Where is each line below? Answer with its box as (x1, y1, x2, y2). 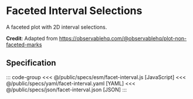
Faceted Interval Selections (6, 4, 143, 18)
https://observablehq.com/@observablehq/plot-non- (59, 35, 187, 42)
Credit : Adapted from (6, 35, 58, 42)
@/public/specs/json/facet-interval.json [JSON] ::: (6, 86, 127, 93)
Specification (6, 58, 56, 68)
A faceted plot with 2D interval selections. (6, 23, 107, 30)
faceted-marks (6, 41, 42, 48)
